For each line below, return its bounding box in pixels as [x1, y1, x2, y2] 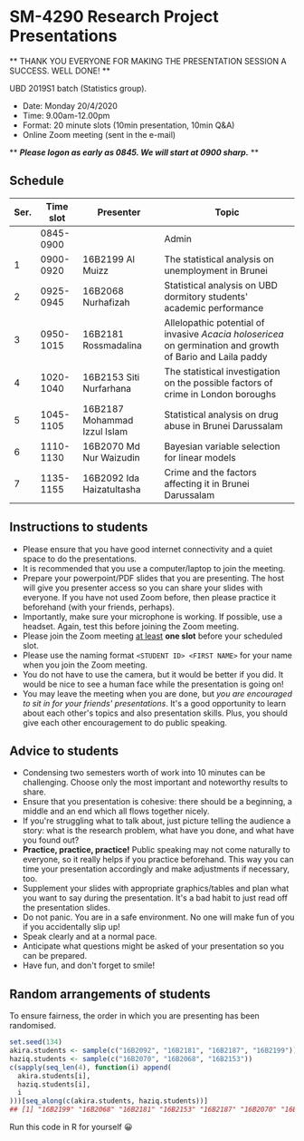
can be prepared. [22, 951, 88, 961]
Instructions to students [9, 520, 148, 535]
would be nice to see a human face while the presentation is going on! [22, 678, 284, 689]
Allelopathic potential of [164, 316, 265, 328]
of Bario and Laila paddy [164, 350, 269, 363]
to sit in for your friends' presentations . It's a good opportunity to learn [22, 697, 287, 708]
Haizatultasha [82, 483, 142, 495]
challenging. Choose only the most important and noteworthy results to [22, 777, 288, 788]
